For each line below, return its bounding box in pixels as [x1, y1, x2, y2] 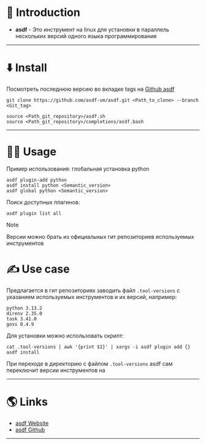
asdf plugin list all [6, 210, 62, 217]
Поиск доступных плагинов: [6, 198, 80, 206]
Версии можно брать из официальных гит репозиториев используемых [6, 233, 194, 240]
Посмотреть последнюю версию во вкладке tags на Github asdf [6, 85, 175, 93]
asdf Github [15, 426, 45, 433]
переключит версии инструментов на [6, 366, 105, 374]
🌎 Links [6, 395, 48, 409]
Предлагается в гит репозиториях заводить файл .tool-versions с [6, 287, 180, 294]
